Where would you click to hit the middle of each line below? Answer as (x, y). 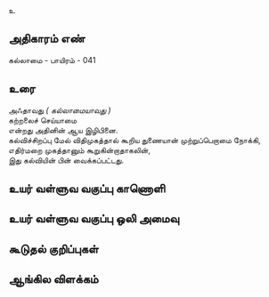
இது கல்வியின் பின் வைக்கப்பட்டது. (66, 160)
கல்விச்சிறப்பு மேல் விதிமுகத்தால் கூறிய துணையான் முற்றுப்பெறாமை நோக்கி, (134, 140)
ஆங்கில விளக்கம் (53, 280)
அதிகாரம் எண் (47, 39)
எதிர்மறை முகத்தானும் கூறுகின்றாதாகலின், (80, 150)
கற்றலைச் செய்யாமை (43, 120)
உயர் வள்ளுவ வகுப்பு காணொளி (87, 189)
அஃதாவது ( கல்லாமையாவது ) (60, 110)
